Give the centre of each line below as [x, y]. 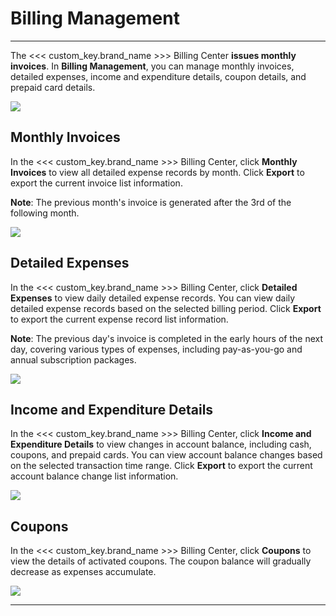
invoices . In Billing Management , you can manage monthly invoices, [152, 66]
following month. [45, 213]
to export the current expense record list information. [119, 319]
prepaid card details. [53, 87]
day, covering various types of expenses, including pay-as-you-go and [156, 349]
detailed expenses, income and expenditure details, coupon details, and [158, 76]
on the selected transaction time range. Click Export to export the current [161, 466]
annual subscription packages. [73, 359]
